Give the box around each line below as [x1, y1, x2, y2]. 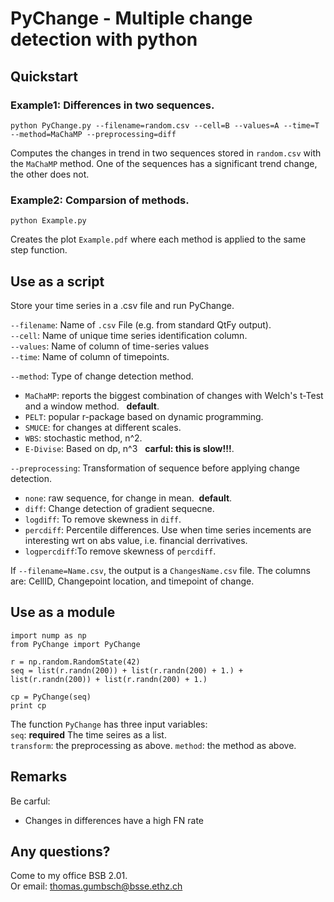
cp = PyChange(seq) [10, 692, 92, 702]
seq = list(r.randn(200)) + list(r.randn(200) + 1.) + [10, 665, 244, 676]
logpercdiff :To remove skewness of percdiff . [24, 545, 217, 557]
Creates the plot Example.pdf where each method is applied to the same [10, 233, 307, 246]
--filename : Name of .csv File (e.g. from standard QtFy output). [10, 318, 272, 331]
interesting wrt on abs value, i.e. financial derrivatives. [24, 534, 248, 546]
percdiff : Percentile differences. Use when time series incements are [24, 523, 312, 536]
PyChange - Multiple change [10, 7, 253, 30]
